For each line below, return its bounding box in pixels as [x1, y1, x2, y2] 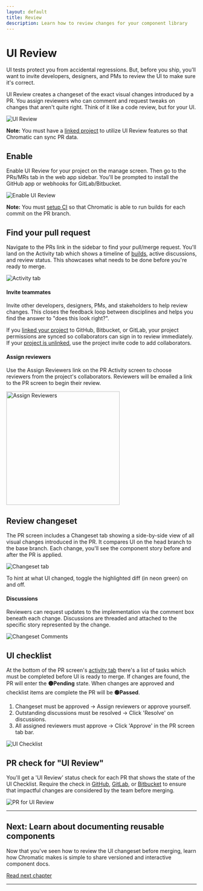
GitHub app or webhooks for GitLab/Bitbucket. [6, 180, 122, 188]
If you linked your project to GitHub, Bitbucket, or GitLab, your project [6, 326, 179, 334]
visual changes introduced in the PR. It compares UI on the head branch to [6, 538, 192, 545]
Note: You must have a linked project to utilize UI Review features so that [6, 127, 188, 134]
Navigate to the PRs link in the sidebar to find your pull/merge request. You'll [6, 243, 196, 251]
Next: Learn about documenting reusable [6, 821, 164, 832]
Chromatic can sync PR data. [6, 134, 79, 141]
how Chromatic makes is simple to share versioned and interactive [6, 853, 172, 861]
